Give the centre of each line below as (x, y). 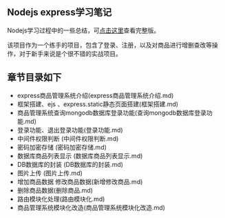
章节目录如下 (34, 78)
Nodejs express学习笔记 (60, 12)
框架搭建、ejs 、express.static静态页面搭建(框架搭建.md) (98, 104)
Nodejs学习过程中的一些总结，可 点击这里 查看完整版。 (84, 30)
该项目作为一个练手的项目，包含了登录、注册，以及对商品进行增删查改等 (109, 45)
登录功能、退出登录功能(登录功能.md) (70, 130)
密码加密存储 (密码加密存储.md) (62, 147)
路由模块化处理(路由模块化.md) (61, 199)
